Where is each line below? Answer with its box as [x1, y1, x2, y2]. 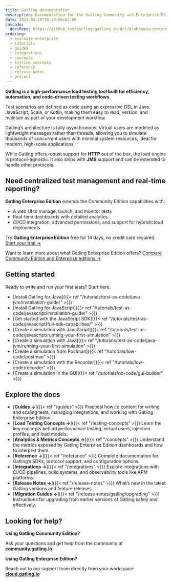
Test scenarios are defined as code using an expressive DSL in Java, [5, 104, 150, 110]
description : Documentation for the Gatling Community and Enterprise [5, 12, 159, 17]
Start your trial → [5, 239, 41, 246]
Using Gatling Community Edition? [5, 530, 80, 536]
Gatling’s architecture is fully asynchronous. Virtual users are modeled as [5, 124, 160, 131]
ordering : [5, 31, 27, 36]
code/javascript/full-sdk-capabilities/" [12, 321, 93, 327]
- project [10, 74, 31, 79]
